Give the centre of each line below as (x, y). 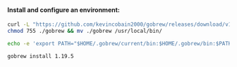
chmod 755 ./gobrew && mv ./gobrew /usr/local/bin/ (85, 31)
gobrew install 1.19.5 (41, 56)
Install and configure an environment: (63, 10)
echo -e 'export (31, 43)
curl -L (19, 24)
